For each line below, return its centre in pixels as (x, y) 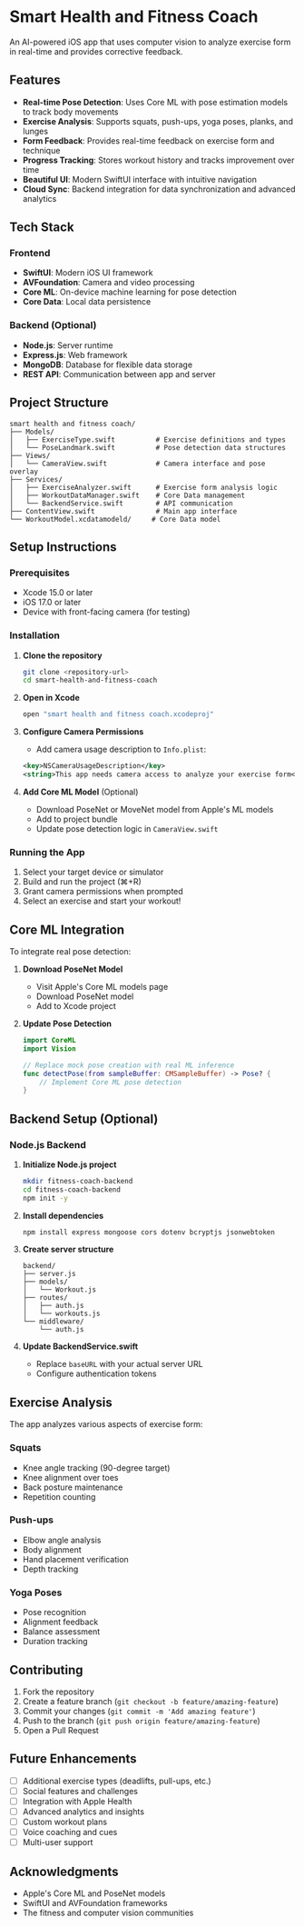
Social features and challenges (80, 1791)
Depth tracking (50, 1569)
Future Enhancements (74, 1759)
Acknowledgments (64, 1871)
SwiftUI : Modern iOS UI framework (88, 273)
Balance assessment (61, 1632)
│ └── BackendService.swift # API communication (121, 503)
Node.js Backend (48, 1144)
